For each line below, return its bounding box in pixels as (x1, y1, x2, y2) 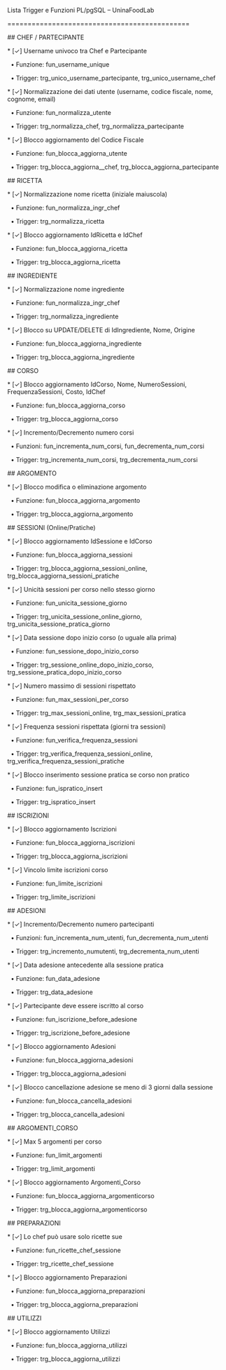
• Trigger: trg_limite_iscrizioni (10, 893, 96, 901)
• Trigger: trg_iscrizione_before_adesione (10, 1029, 131, 1037)
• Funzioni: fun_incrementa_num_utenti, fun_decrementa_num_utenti (10, 934, 209, 942)
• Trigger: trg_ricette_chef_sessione (10, 1260, 114, 1268)
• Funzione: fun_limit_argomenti (10, 1151, 103, 1159)
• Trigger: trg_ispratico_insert (10, 798, 96, 806)
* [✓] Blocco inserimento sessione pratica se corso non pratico (7, 771, 190, 779)
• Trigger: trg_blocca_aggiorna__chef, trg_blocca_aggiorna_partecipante (10, 163, 219, 171)
